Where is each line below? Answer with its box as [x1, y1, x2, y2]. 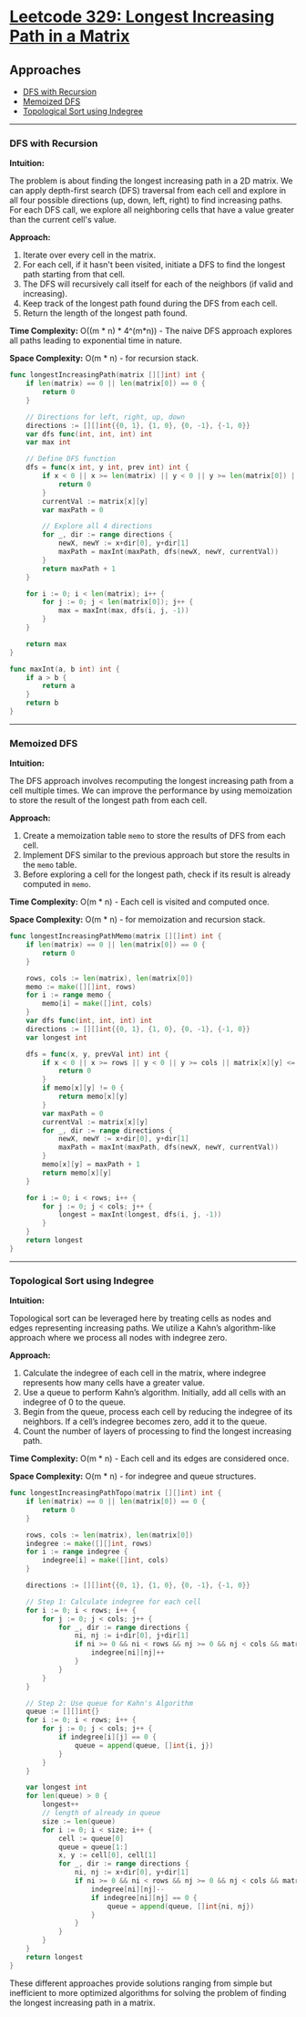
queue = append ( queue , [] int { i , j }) [74, 1740, 214, 1750]
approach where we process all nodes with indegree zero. [9, 1332, 228, 1343]
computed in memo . [22, 879, 91, 890]
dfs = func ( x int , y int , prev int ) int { [25, 463, 189, 472]
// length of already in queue [42, 1809, 161, 1818]
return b [25, 698, 59, 708]
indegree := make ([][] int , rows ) [25, 1539, 153, 1548]
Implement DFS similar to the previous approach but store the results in [22, 850, 291, 861]
